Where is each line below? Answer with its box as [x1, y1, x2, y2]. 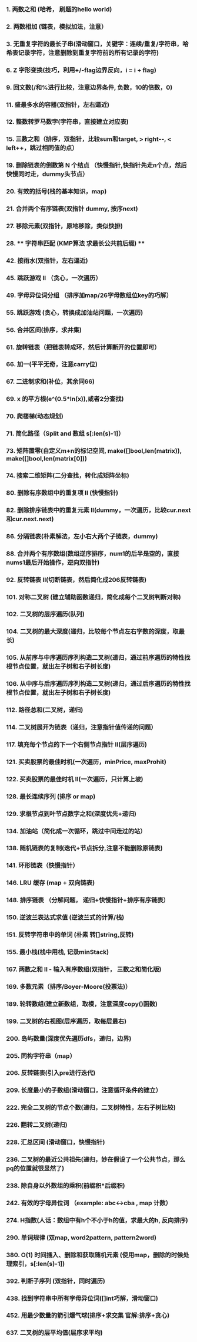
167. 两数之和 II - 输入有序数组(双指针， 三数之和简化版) [6, 965, 162, 973]
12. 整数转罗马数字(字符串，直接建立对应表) [6, 118, 129, 126]
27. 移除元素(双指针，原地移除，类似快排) [6, 222, 123, 231]
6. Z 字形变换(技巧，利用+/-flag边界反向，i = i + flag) [6, 66, 157, 74]
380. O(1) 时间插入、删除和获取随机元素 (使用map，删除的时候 [6, 1251, 183, 1259]
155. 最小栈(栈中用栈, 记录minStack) [6, 948, 109, 956]
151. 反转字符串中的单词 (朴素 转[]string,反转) [6, 930, 134, 939]
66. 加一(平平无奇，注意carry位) [6, 360, 98, 369]
